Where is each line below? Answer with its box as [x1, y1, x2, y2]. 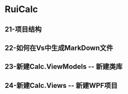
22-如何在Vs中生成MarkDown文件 [5, 43, 113, 52]
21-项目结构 [5, 25, 42, 33]
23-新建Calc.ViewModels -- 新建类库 [5, 62, 123, 71]
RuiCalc [5, 4, 38, 15]
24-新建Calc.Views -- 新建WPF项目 [5, 81, 118, 89]
